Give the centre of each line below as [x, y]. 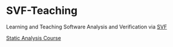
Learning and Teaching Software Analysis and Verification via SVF [86, 27]
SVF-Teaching [42, 11]
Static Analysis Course [34, 38]
